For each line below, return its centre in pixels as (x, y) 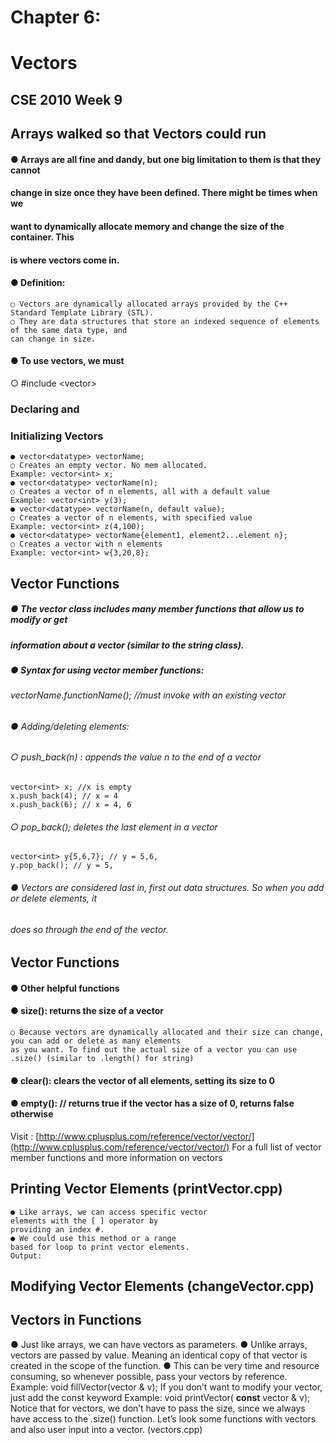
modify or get (39, 620)
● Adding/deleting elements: (70, 726)
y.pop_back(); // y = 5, (62, 866)
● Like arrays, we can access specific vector (109, 1212)
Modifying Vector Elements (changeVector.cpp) (162, 1286)
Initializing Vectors (57, 436)
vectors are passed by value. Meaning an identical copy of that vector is (159, 1355)
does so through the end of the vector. (89, 929)
